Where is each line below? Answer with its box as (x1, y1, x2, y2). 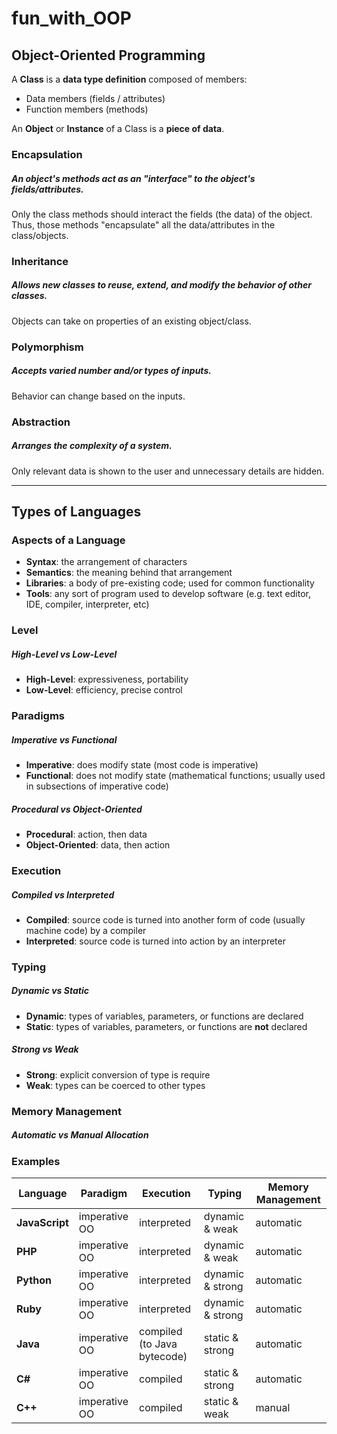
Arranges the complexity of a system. (11, 440, 173, 452)
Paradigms (11, 709, 65, 723)
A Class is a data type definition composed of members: (11, 73, 248, 85)
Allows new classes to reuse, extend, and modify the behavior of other (11, 279, 312, 291)
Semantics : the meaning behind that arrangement (25, 567, 233, 579)
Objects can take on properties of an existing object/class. (11, 315, 252, 327)
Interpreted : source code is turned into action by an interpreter (25, 935, 286, 947)
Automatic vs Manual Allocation (11, 1129, 149, 1141)
